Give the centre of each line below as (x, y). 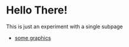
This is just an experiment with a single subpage (64, 26)
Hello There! (37, 10)
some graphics (33, 38)
